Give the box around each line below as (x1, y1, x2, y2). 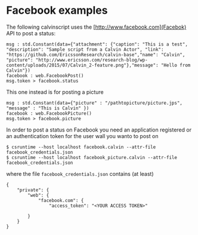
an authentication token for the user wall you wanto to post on (6, 132, 159, 139)
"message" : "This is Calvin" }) (6, 105, 89, 111)
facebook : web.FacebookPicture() (6, 110, 92, 117)
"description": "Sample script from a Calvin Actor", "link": (6, 46, 164, 53)
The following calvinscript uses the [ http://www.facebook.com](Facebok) (6, 23, 187, 30)
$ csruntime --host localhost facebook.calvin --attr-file (6, 144, 156, 150)
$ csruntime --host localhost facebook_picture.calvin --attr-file (6, 154, 178, 160)
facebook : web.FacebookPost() (6, 72, 84, 78)
